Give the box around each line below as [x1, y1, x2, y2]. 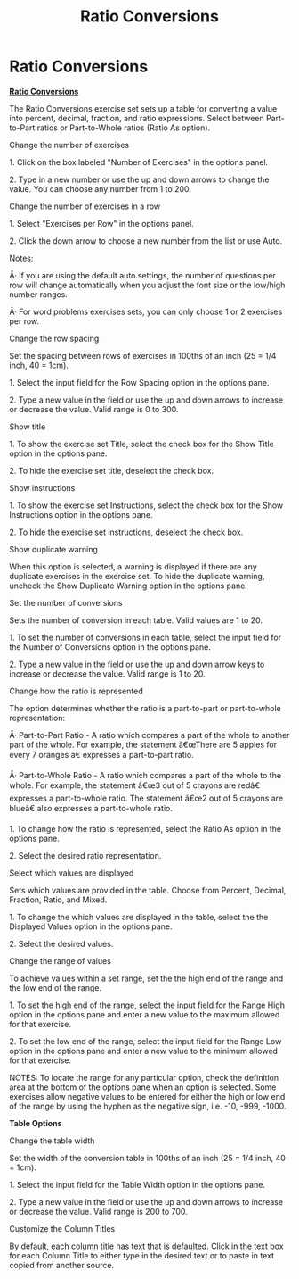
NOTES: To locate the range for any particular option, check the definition [9, 1072, 279, 1083]
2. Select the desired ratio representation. [9, 850, 162, 860]
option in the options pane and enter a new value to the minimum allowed [9, 1045, 279, 1056]
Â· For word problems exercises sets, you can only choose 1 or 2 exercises [9, 306, 283, 317]
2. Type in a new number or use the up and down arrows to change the [9, 174, 270, 185]
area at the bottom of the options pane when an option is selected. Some [9, 1082, 277, 1092]
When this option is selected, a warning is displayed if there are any [9, 561, 258, 572]
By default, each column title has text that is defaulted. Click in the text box [9, 1241, 284, 1251]
